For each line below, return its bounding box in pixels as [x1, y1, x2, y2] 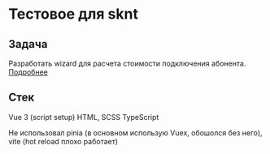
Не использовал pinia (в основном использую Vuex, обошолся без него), [8, 127, 263, 138]
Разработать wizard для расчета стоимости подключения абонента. [8, 58, 246, 68]
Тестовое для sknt [8, 5, 138, 24]
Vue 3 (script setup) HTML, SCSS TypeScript [8, 112, 159, 122]
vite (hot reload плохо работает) [8, 136, 119, 146]
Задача [8, 37, 48, 51]
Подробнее [8, 67, 49, 77]
